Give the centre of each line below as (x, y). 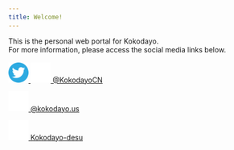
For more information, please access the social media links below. (117, 49)
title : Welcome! (35, 17)
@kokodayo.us (55, 108)
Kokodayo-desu (57, 137)
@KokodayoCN (77, 80)
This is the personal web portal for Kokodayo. (84, 41)
